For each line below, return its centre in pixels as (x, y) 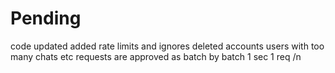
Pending (46, 18)
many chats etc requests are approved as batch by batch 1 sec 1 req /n (156, 56)
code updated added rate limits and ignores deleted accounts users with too (167, 46)
